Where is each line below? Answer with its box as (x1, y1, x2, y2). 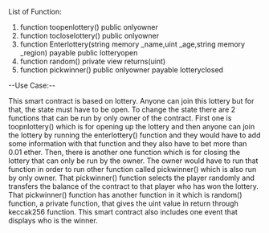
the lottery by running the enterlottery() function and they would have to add (8, 130, 261, 140)
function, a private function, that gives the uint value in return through (8, 198, 238, 208)
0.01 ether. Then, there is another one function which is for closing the (8, 148, 241, 157)
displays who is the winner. (8, 216, 98, 225)
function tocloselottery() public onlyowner (19, 31, 159, 40)
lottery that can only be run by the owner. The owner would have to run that (8, 156, 259, 166)
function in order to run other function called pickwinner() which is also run (8, 165, 257, 174)
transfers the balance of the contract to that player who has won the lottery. (8, 182, 259, 191)
